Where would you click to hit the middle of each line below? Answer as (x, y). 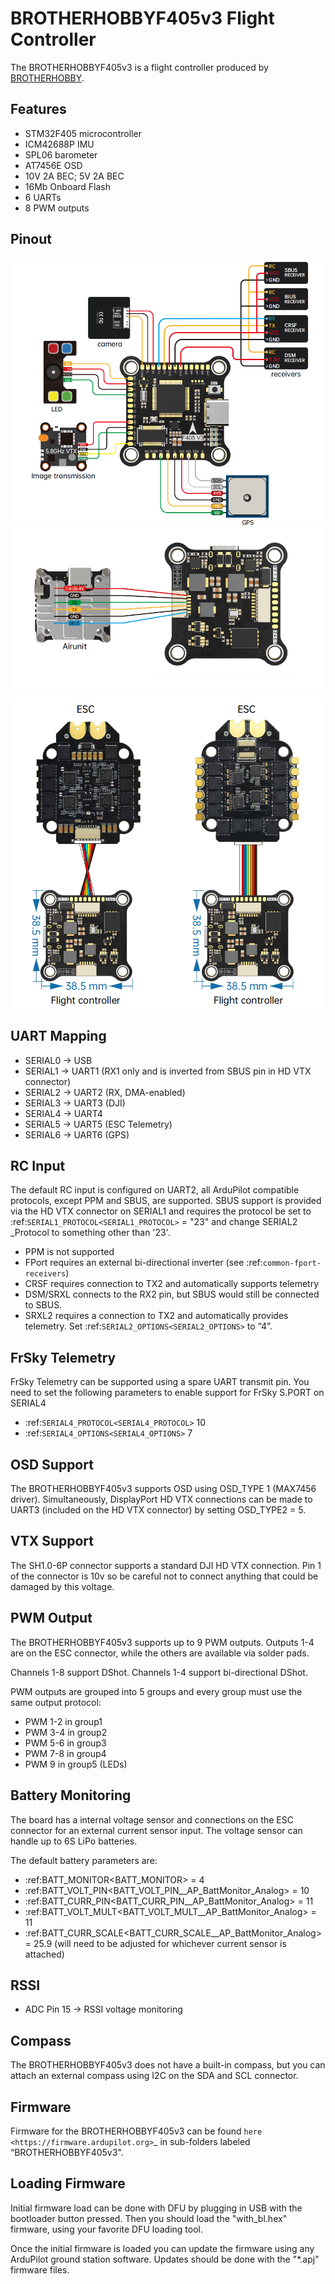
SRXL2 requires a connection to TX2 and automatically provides (156, 1316)
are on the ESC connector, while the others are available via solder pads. (160, 1653)
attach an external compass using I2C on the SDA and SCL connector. (154, 2076)
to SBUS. (43, 1305)
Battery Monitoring (71, 1795)
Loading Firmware (68, 2183)
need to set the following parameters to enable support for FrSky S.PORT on (167, 1393)
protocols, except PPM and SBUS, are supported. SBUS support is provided (166, 1201)
